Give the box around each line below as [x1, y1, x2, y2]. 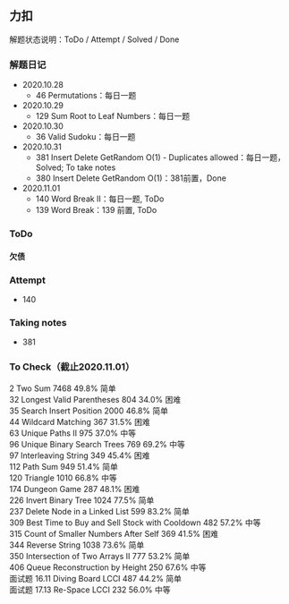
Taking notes [9, 316, 67, 328]
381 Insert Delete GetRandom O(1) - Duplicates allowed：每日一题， [35, 152, 286, 163]
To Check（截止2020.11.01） [9, 361, 135, 373]
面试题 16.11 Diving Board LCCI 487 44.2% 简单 [9, 573, 182, 583]
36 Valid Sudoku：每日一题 [35, 132, 136, 142]
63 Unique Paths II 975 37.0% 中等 [9, 428, 137, 438]
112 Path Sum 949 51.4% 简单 [9, 461, 119, 472]
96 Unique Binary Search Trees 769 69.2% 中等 [9, 438, 185, 449]
